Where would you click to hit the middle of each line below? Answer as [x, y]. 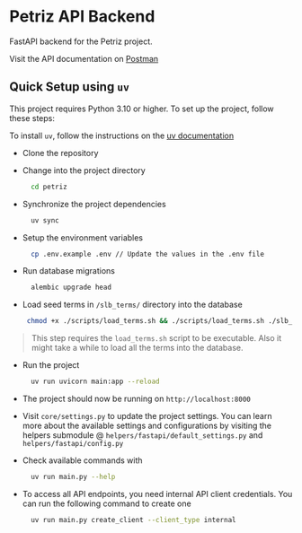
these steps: [32, 118]
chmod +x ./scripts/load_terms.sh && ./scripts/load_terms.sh [146, 321]
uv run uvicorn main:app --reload [95, 382]
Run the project [51, 365]
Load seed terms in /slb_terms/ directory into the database [132, 305]
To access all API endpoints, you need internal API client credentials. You [157, 494]
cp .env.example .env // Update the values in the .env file [148, 254]
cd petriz [49, 187]
